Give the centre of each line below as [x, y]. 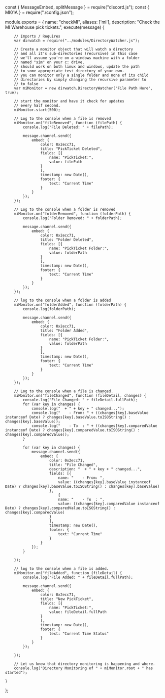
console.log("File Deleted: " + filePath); [68, 127]
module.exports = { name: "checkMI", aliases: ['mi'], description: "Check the [82, 22]
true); [12, 93]
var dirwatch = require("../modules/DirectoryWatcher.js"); [77, 41]
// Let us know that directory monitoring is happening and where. [84, 664]
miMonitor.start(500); [37, 110]
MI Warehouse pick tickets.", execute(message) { [55, 27]
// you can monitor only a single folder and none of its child [81, 75]
